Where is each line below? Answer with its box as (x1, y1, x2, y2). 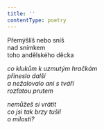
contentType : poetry (7, 17, 67, 24)
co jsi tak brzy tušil (7, 107, 61, 116)
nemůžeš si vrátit (7, 100, 57, 108)
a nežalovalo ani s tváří (7, 79, 74, 87)
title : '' (7, 10, 36, 17)
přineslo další (7, 71, 46, 80)
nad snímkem (7, 43, 46, 52)
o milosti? (7, 114, 35, 123)
